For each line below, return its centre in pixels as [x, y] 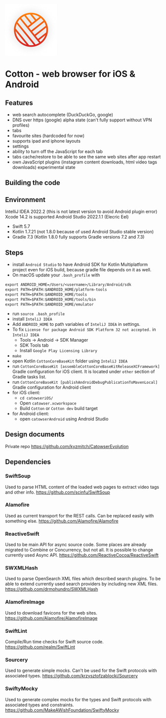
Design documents [35, 435]
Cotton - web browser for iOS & [70, 74]
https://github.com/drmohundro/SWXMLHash [52, 589]
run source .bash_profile [39, 314]
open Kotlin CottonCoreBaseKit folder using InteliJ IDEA [70, 361]
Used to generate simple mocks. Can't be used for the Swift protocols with [81, 670]
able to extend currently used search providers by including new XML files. [82, 584]
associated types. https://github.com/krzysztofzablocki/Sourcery [72, 676]
